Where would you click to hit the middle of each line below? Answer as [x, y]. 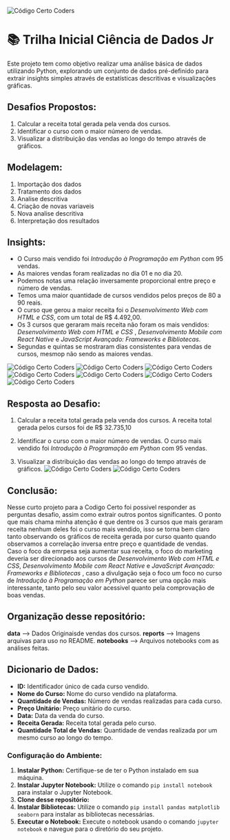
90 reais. [30, 303]
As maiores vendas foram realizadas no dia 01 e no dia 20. [100, 274]
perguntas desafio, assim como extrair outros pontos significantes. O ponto [114, 514]
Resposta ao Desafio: [54, 403]
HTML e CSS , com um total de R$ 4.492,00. [80, 318]
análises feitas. [28, 648]
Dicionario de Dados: [53, 669]
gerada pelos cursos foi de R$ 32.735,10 [74, 428]
